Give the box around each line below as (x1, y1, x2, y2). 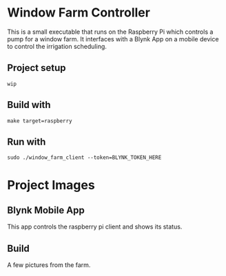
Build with (7, 99, 51, 111)
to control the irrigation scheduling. (7, 42, 107, 50)
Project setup (7, 62, 67, 74)
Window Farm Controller (7, 5, 150, 21)
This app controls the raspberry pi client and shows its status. (7, 222, 183, 231)
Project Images (7, 177, 95, 193)
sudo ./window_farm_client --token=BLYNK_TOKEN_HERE (7, 154, 162, 161)
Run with (7, 136, 46, 147)
